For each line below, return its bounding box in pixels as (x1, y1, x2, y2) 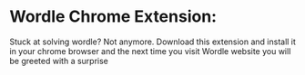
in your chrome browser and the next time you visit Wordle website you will (9, 45, 291, 56)
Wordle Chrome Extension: (9, 6, 217, 27)
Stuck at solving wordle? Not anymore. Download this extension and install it (9, 36, 296, 47)
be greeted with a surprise (9, 55, 109, 66)
